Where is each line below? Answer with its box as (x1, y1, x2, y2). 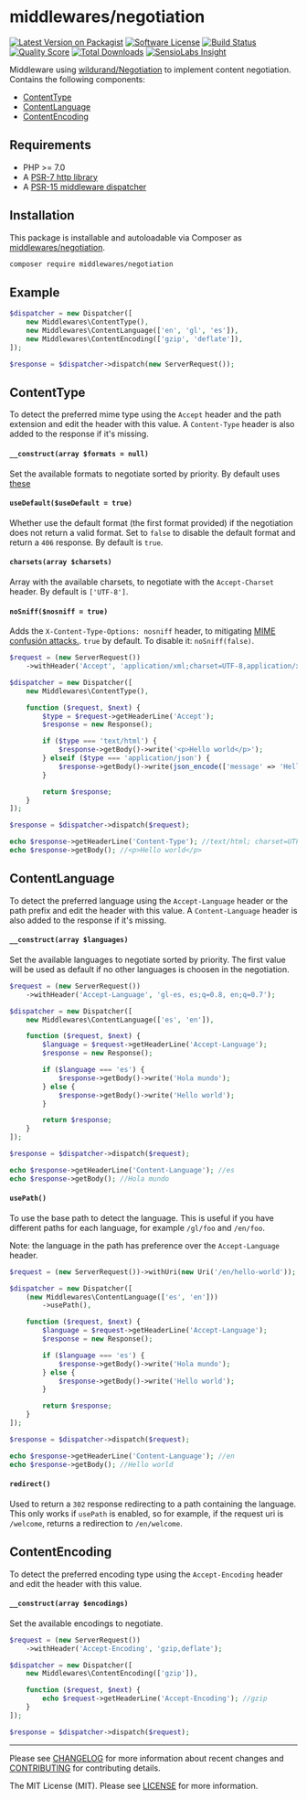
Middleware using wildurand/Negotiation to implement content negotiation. (9, 64, 291, 75)
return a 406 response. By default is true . (9, 537, 164, 548)
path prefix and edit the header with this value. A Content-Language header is (9, 905, 298, 916)
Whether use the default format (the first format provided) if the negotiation (9, 517, 294, 528)
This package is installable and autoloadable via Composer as (9, 231, 242, 243)
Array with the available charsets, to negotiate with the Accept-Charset (9, 576, 274, 587)
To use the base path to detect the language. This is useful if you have (9, 1212, 274, 1223)
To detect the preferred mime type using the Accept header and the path (9, 409, 281, 420)
